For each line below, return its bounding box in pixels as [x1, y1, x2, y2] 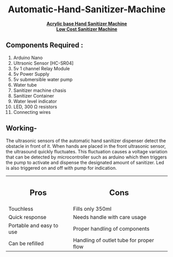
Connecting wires [13, 109, 51, 115]
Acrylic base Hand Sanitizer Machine [46, 21, 127, 27]
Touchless [8, 205, 33, 212]
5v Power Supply [13, 71, 50, 77]
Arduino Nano [13, 54, 43, 61]
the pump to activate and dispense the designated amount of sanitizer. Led [6, 159, 164, 165]
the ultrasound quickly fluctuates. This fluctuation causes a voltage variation [6, 148, 167, 154]
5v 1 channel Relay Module [13, 65, 70, 71]
